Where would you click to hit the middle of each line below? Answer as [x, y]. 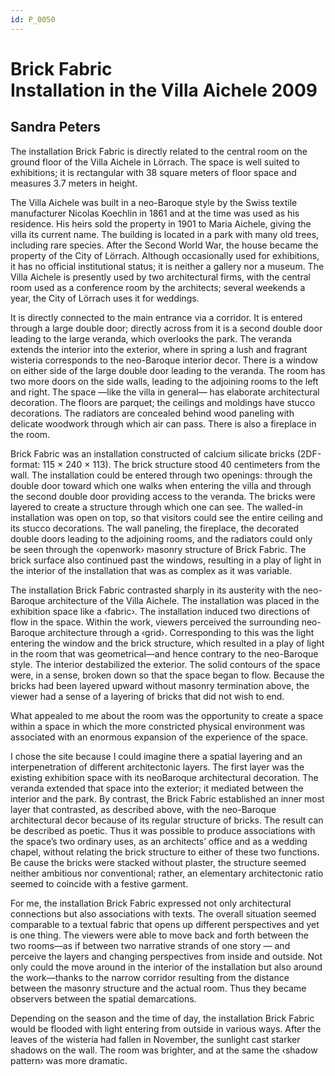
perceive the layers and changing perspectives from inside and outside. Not [166, 956]
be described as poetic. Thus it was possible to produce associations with [163, 830]
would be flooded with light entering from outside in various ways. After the [166, 1028]
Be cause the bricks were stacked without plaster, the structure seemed [158, 862]
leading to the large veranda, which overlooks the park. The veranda [151, 338]
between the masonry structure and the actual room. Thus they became [158, 988]
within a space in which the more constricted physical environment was [158, 726]
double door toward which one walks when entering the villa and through [161, 485]
